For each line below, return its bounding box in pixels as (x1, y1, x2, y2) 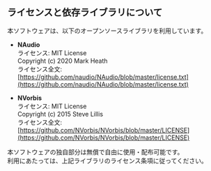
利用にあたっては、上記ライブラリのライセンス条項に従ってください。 (7, 156, 208, 165)
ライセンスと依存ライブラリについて (7, 6, 162, 19)
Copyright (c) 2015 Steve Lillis (17, 110, 103, 118)
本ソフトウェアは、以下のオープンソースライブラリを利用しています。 (7, 27, 208, 35)
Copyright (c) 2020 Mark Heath (17, 57, 108, 65)
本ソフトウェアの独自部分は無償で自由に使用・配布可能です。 (7, 147, 184, 156)
